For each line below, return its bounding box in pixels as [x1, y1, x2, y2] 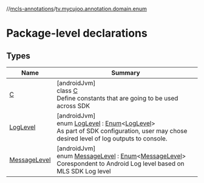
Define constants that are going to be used [56, 94, 178, 102]
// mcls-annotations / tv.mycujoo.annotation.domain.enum [6, 5, 147, 12]
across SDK [56, 102, 90, 110]
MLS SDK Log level [56, 167, 111, 175]
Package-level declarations [6, 27, 148, 40]
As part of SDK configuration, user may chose [56, 127, 188, 135]
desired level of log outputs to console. [56, 134, 168, 142]
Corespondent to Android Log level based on [56, 159, 185, 168]
